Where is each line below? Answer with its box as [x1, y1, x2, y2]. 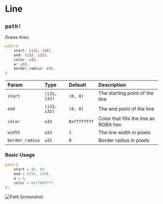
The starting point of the [98, 90, 154, 96]
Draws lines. [5, 34, 30, 40]
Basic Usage [5, 152, 35, 158]
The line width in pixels [98, 129, 151, 136]
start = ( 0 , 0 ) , [14, 167, 47, 172]
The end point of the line [98, 106, 154, 112]
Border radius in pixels [98, 137, 149, 144]
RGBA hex [98, 121, 122, 128]
